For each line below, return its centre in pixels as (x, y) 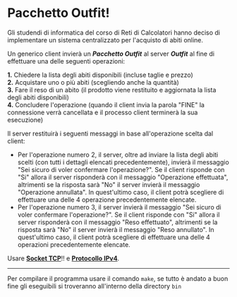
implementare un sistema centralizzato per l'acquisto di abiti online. (105, 40)
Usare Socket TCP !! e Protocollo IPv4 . (63, 258)
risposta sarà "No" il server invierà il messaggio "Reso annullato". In (116, 229)
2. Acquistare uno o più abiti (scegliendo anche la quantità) (93, 82)
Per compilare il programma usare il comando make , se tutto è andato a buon (118, 278)
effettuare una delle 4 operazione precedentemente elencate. (107, 200)
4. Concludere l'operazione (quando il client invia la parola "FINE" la (106, 104)
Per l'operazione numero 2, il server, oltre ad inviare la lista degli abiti (118, 154)
